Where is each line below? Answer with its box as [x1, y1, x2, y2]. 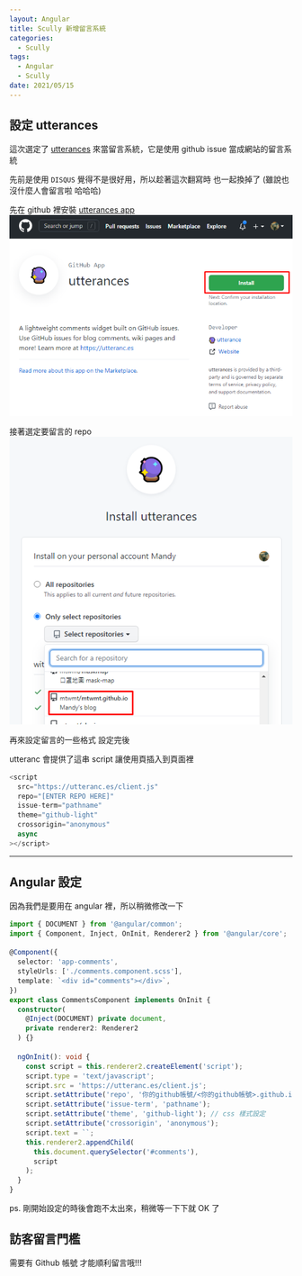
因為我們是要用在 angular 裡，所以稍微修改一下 [9, 900, 184, 911]
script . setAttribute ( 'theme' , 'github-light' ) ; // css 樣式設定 [25, 1109, 266, 1118]
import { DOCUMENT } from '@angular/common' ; [9, 919, 182, 928]
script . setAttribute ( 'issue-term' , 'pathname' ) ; [25, 1100, 211, 1109]
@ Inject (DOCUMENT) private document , [25, 1014, 167, 1024]
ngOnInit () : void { [17, 1052, 91, 1062]
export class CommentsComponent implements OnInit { [9, 995, 211, 1004]
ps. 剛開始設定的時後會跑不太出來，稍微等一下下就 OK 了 [9, 1203, 220, 1214]
